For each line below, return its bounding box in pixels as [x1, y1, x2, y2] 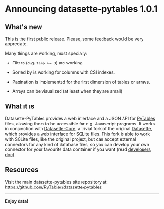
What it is [5, 103, 35, 111]
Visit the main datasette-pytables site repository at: [5, 179, 108, 185]
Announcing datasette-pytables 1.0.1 [5, 3, 158, 15]
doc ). [5, 151, 16, 157]
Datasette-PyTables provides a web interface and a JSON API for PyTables [5, 115, 155, 121]
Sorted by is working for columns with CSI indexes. [12, 69, 115, 75]
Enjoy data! [5, 198, 29, 204]
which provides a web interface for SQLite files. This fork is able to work [5, 131, 150, 137]
